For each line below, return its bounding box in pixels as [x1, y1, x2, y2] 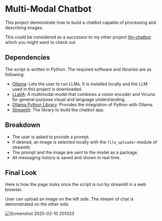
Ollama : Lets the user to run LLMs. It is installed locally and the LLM [12, 81, 148, 87]
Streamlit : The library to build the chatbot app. [12, 107, 105, 112]
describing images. [5, 24, 44, 30]
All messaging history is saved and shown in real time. [12, 154, 121, 160]
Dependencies [5, 54, 50, 62]
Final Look [5, 168, 37, 177]
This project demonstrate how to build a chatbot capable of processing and [5, 19, 157, 25]
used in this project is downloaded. [12, 86, 83, 92]
